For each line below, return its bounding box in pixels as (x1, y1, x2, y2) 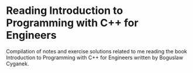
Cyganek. (6, 60, 29, 67)
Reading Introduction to (6, 4, 123, 17)
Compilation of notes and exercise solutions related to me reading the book (6, 48, 187, 54)
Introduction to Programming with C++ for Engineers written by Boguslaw (6, 54, 183, 61)
